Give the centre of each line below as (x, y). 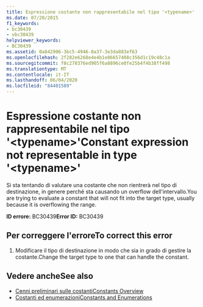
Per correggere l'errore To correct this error (89, 236)
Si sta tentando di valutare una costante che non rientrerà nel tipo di (91, 185)
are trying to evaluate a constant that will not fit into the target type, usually (101, 198)
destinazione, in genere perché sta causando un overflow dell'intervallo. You (101, 191)
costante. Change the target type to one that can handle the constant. (102, 257)
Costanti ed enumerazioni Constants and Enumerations (84, 297)
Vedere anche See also (50, 276)
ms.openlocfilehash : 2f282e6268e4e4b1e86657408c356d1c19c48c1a (88, 57)
